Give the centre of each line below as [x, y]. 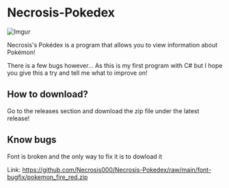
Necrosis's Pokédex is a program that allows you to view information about [112, 45]
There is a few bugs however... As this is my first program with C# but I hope [115, 65]
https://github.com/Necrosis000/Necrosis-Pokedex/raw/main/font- [117, 169]
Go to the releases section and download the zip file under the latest [103, 110]
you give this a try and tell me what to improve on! [78, 73]
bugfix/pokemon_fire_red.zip [48, 177]
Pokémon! [21, 52]
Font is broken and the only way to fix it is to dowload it [85, 156]
